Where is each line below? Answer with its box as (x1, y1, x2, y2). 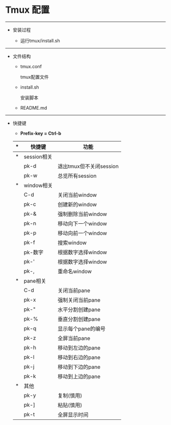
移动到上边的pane (58, 373, 101, 380)
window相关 (23, 181, 53, 189)
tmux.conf (20, 63, 42, 69)
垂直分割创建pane (58, 315, 101, 323)
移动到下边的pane (58, 363, 101, 370)
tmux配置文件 (20, 74, 49, 80)
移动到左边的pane (58, 344, 101, 351)
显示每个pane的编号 (58, 325, 106, 332)
